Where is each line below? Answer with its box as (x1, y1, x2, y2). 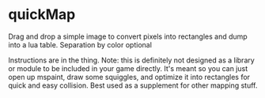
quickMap (8, 6, 76, 24)
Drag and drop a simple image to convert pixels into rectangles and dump (8, 32, 248, 41)
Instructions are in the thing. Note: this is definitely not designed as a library (8, 55, 255, 65)
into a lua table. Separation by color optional (8, 40, 153, 49)
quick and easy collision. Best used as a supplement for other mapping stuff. (8, 81, 258, 90)
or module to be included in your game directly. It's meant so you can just (8, 63, 248, 73)
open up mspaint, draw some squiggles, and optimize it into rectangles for (8, 72, 251, 81)
